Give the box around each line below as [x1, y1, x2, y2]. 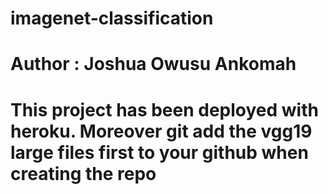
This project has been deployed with [10, 98, 319, 121]
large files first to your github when [10, 141, 309, 164]
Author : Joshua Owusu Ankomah [10, 53, 297, 76]
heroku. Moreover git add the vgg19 [10, 120, 313, 142]
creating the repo [10, 162, 157, 185]
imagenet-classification [10, 7, 214, 30]
